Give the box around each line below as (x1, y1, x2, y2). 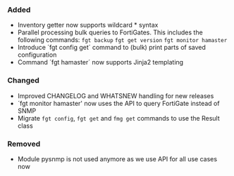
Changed (7, 76, 40, 86)
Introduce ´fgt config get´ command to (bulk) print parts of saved (17, 43, 207, 52)
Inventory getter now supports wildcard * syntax (17, 21, 159, 29)
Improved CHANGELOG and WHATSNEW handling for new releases (17, 91, 214, 100)
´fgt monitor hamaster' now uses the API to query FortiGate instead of (17, 99, 220, 107)
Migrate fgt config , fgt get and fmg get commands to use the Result (17, 114, 220, 122)
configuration (17, 50, 57, 59)
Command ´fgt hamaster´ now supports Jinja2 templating (17, 58, 184, 67)
